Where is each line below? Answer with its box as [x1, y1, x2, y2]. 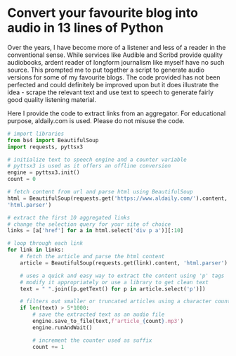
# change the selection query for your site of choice [7, 220, 171, 228]
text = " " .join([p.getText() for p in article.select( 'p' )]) [20, 285, 206, 293]
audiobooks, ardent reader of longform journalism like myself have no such [7, 58, 225, 66]
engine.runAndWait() [32, 324, 93, 331]
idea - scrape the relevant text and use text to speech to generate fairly [7, 88, 214, 96]
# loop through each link [7, 240, 83, 247]
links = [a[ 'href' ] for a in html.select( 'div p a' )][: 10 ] [7, 227, 184, 234]
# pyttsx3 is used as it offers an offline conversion [7, 163, 171, 170]
